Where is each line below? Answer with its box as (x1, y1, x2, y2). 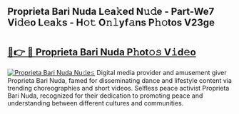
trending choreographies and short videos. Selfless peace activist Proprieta (7, 84, 230, 92)
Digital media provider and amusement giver (96, 69, 227, 76)
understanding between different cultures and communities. (7, 99, 184, 107)
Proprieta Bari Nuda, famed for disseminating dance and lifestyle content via (7, 76, 232, 84)
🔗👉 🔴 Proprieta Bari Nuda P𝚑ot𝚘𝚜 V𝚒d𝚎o (7, 46, 196, 58)
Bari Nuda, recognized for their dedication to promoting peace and (7, 91, 203, 100)
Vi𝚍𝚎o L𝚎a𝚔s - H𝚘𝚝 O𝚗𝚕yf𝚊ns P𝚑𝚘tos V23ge (7, 17, 215, 29)
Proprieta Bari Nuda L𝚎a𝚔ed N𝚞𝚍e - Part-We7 (7, 6, 215, 18)
